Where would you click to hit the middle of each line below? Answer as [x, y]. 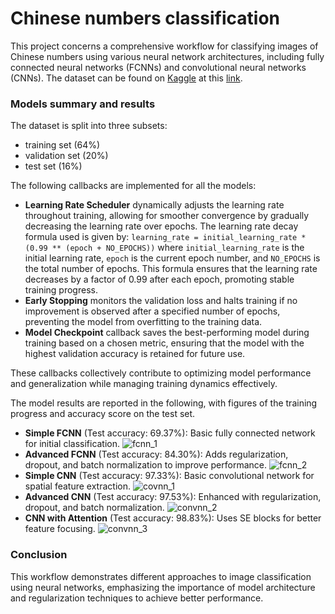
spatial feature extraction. [77, 486]
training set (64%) [62, 145]
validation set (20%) [66, 156]
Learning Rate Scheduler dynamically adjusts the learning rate [154, 205]
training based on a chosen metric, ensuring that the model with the [164, 343]
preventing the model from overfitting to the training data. [143, 322]
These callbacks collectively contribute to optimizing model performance [161, 373]
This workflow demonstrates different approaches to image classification [161, 576]
